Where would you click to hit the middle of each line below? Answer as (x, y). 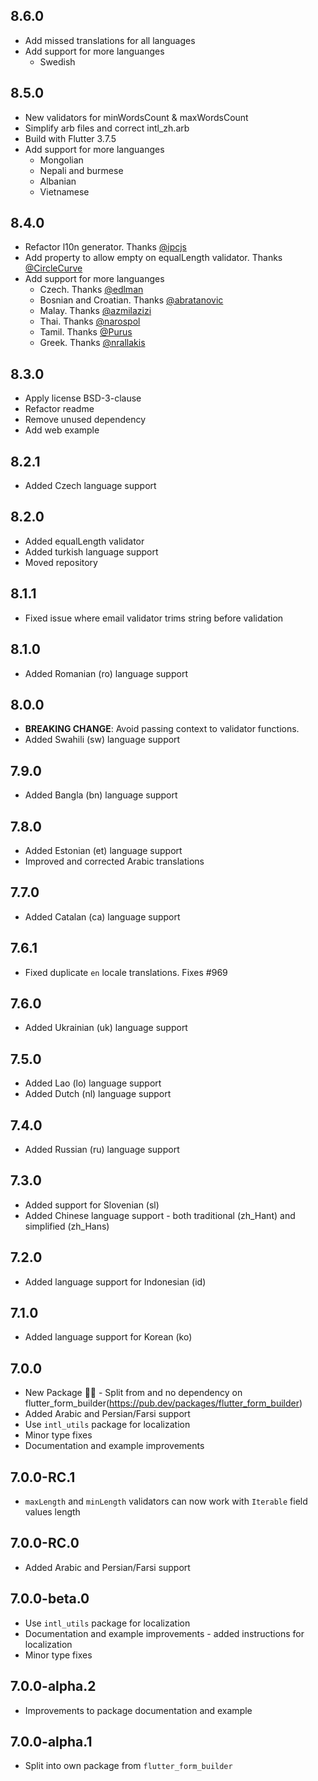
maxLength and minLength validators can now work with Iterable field (166, 1501)
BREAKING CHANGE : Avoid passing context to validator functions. (162, 729)
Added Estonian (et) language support (103, 850)
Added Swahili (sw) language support (102, 740)
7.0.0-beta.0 (50, 1599)
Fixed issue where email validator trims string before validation (154, 618)
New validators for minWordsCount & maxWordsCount (136, 117)
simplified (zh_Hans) (67, 1226)
